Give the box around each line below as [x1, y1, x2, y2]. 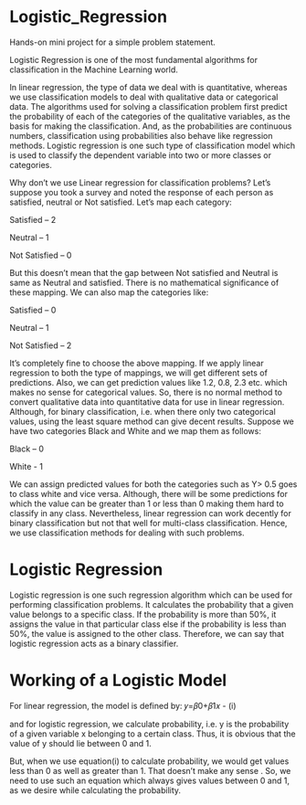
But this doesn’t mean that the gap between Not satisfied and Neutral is [9, 267, 279, 278]
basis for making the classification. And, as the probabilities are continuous [9, 121, 292, 132]
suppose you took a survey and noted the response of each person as [9, 186, 274, 197]
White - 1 [9, 461, 44, 471]
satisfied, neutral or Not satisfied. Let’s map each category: [9, 196, 233, 207]
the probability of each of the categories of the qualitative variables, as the [9, 111, 290, 122]
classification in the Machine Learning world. [9, 64, 178, 75]
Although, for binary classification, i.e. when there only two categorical [9, 406, 276, 417]
